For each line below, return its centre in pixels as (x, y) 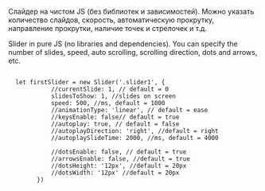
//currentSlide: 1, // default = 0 (110, 89)
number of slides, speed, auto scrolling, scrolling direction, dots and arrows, (133, 52)
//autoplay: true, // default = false (115, 124)
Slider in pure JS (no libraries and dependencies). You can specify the (123, 44)
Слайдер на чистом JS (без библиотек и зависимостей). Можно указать (131, 12)
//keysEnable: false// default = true (115, 117)
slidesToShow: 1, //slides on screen (113, 96)
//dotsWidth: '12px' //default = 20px (115, 173)
